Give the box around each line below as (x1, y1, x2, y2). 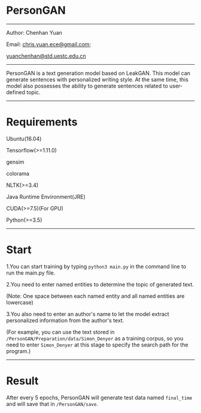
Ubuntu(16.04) (6, 135, 42, 142)
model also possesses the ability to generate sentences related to (6, 82, 169, 89)
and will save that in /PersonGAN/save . (6, 400, 99, 408)
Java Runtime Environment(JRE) (6, 193, 86, 200)
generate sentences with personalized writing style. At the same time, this (6, 76, 188, 83)
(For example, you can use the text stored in (6, 328, 115, 336)
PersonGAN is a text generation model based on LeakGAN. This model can (6, 70, 190, 77)
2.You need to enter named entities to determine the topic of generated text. (6, 281, 194, 288)
